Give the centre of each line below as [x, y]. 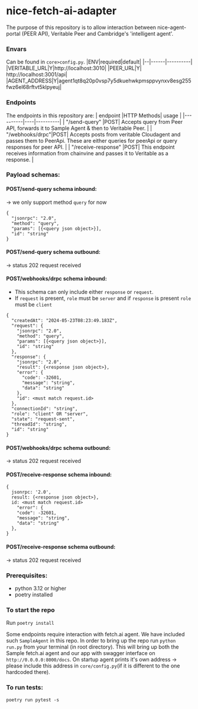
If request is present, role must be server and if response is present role [103, 298]
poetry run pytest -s [33, 700]
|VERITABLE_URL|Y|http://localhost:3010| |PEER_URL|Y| [74, 68]
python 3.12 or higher [40, 588]
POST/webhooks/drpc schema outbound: [59, 448]
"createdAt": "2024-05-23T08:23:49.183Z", [64, 321]
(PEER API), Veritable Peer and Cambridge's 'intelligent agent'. [98, 33]
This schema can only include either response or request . [84, 292]
